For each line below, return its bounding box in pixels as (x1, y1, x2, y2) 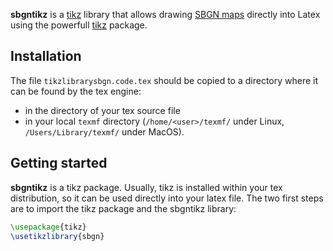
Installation (10, 48, 82, 65)
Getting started (10, 155, 108, 172)
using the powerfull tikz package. (10, 19, 148, 31)
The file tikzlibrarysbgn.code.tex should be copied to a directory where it (10, 74, 319, 86)
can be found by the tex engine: (10, 85, 142, 97)
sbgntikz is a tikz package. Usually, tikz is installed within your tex (10, 181, 283, 193)
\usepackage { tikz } (10, 222, 87, 232)
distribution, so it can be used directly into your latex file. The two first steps (10, 192, 324, 204)
